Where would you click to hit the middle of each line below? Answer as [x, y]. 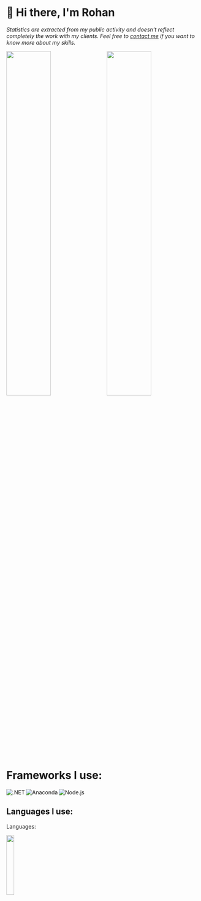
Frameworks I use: [54, 775]
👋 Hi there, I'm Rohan [61, 13]
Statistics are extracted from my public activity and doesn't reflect [90, 29]
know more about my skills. [41, 42]
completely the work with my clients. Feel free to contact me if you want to [100, 36]
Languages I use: [40, 812]
